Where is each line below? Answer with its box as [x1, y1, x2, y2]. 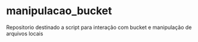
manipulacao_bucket [6, 4, 112, 18]
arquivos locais [6, 30, 43, 37]
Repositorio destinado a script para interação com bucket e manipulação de [6, 24, 192, 31]
